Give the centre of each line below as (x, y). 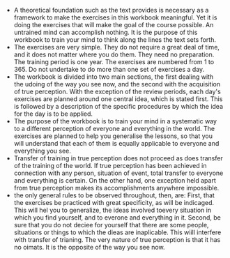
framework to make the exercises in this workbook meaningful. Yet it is (115, 17)
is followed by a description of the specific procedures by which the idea (118, 106)
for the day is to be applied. (53, 114)
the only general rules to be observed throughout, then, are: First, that (114, 195)
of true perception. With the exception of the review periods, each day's (117, 91)
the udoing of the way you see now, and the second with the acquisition (117, 84)
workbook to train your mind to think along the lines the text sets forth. (115, 40)
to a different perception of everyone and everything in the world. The (114, 129)
